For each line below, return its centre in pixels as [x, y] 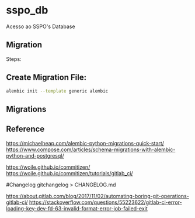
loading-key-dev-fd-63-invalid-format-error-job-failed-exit [77, 208]
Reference [25, 129]
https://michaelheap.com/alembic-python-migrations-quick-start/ [85, 143]
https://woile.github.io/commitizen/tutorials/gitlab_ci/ [69, 173]
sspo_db [27, 10]
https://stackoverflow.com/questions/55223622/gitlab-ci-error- [105, 202]
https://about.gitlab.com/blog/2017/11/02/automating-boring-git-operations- [98, 196]
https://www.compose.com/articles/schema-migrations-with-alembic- [91, 149]
